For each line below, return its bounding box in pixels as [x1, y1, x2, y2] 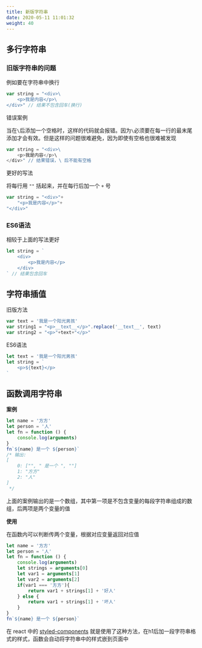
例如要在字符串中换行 [6, 79, 59, 86]
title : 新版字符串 [6, 8, 49, 15]
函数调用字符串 [6, 389, 62, 399]
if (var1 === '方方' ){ [17, 582, 70, 588]
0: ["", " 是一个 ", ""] [17, 463, 78, 469]
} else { [17, 593, 39, 600]
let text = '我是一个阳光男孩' [6, 353, 78, 359]
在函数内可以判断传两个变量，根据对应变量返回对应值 [6, 530, 140, 538]
